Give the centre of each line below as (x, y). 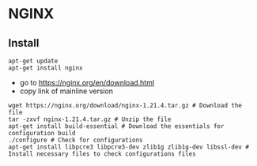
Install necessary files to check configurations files (102, 154)
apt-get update (33, 61)
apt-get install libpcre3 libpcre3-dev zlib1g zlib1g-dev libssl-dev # (128, 147)
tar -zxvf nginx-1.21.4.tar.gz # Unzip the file (90, 119)
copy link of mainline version (66, 91)
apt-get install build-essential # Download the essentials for (116, 126)
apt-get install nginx (45, 68)
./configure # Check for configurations (76, 140)
